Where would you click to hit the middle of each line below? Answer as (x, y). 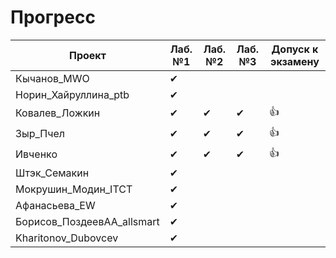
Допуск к (295, 49)
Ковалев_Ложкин (58, 113)
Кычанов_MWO (52, 78)
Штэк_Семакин (52, 173)
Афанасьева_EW (55, 205)
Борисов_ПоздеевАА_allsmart (87, 221)
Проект (87, 55)
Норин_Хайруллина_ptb (72, 94)
